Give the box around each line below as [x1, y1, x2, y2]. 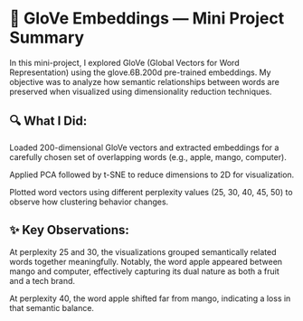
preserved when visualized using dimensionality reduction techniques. [9, 86, 272, 97]
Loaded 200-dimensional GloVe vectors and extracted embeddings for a [9, 142, 279, 153]
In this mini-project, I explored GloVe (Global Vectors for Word [9, 57, 240, 68]
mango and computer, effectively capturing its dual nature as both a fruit [9, 266, 279, 277]
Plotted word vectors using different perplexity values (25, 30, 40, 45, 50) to [9, 186, 293, 197]
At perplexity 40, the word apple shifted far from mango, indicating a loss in [9, 293, 291, 304]
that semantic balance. [9, 302, 95, 313]
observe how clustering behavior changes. [9, 196, 169, 207]
